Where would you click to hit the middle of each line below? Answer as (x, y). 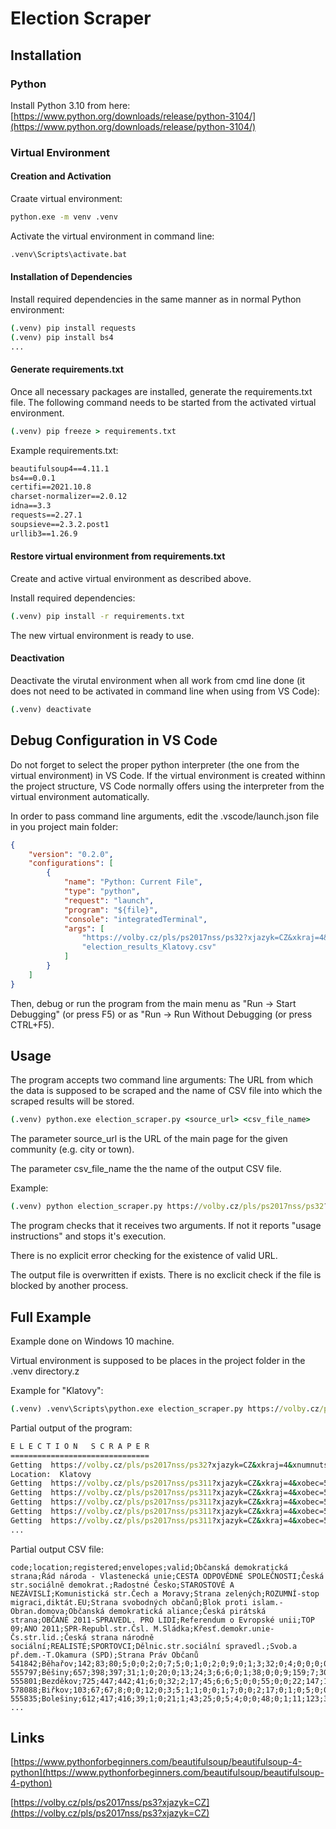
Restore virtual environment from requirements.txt (118, 556)
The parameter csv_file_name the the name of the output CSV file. (146, 1169)
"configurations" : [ (71, 863)
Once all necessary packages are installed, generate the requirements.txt (161, 391)
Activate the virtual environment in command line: (112, 236)
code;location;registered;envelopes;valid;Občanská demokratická (149, 1567)
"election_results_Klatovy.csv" (149, 947)
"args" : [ (84, 928)
